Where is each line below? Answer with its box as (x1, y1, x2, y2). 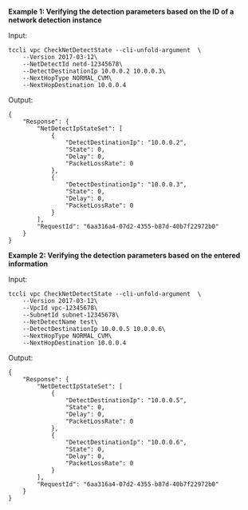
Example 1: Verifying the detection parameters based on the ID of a (8, 7, 234, 16)
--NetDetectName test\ (22, 318, 98, 326)
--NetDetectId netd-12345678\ (22, 60, 124, 68)
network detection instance (8, 15, 102, 25)
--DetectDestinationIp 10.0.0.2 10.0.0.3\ (22, 67, 166, 75)
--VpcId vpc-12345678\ (22, 304, 98, 312)
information (8, 259, 49, 269)
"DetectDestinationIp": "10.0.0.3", (65, 181, 187, 189)
